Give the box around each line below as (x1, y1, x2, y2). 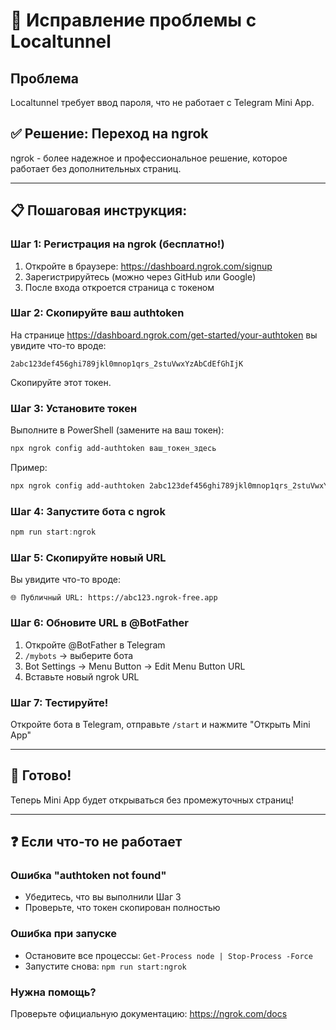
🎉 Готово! (10, 767, 72, 784)
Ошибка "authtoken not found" (10, 869, 167, 883)
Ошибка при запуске (10, 927, 117, 941)
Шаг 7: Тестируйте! (10, 695, 109, 709)
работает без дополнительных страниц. (10, 162, 182, 174)
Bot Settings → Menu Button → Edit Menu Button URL (24, 660, 246, 672)
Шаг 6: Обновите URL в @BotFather (10, 616, 189, 630)
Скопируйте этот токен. (10, 376, 112, 388)
